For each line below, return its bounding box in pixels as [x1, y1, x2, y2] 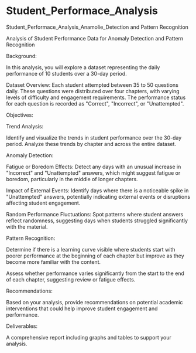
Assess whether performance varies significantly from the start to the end [6, 270, 184, 277]
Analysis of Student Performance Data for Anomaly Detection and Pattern [6, 35, 184, 42]
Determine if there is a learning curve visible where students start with [6, 246, 176, 253]
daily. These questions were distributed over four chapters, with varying [6, 87, 180, 94]
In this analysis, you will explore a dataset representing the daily [6, 63, 160, 71]
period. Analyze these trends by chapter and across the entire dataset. [6, 140, 177, 147]
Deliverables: [6, 323, 38, 330]
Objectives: [6, 111, 33, 118]
